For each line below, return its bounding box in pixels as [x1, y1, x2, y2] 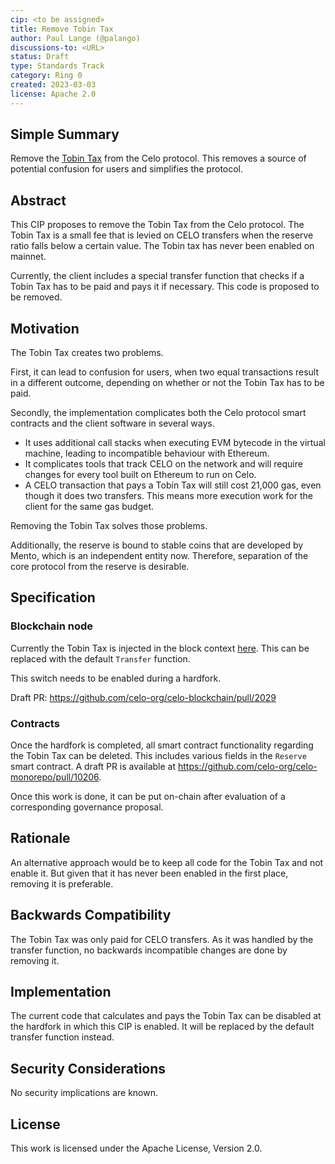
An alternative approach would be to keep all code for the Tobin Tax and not [10, 856, 324, 868]
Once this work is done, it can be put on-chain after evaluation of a [10, 791, 286, 803]
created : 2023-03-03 [10, 80, 97, 90]
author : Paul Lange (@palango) [10, 33, 141, 43]
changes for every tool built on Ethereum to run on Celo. [24, 469, 257, 481]
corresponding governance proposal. [10, 801, 164, 813]
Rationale [10, 830, 71, 847]
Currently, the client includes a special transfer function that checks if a [10, 270, 305, 282]
